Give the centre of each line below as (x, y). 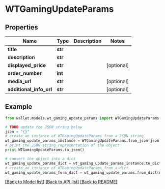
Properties (22, 27)
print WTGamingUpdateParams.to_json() (45, 150)
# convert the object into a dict (41, 158)
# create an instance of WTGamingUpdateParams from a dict (67, 168)
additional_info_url (30, 89)
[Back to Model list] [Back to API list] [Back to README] (61, 182)
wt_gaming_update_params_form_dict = (44, 173)
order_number (25, 73)
